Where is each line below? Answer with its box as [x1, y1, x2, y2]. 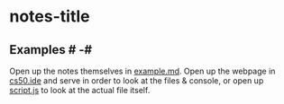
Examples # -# [9, 42, 93, 57]
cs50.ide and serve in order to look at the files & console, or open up [9, 75, 264, 86]
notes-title [9, 6, 90, 27]
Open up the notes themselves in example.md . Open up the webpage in [9, 65, 276, 76]
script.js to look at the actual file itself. [9, 85, 151, 95]
